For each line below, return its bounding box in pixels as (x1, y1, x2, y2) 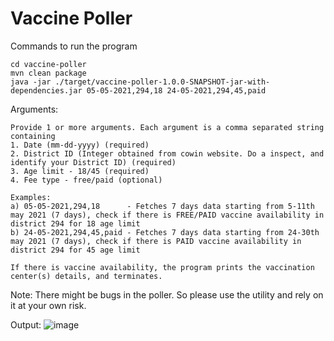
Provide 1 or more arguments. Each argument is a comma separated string (10, 122, 325, 132)
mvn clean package (10, 68, 87, 78)
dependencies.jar (10, 85, 83, 96)
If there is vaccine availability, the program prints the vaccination (10, 262, 315, 272)
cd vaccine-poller (10, 59, 87, 69)
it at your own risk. (10, 299, 87, 311)
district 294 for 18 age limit (10, 218, 141, 229)
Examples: (10, 192, 52, 202)
